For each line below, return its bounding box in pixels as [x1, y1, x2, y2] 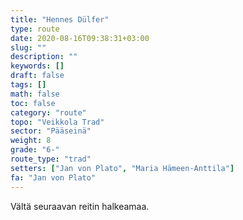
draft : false [10, 71, 65, 81]
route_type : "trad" [10, 154, 92, 164]
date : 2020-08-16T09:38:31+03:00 [10, 33, 150, 43]
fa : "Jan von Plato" [10, 172, 97, 183]
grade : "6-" [10, 145, 60, 155]
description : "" [10, 52, 78, 62]
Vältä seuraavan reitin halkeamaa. [10, 200, 150, 212]
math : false [10, 89, 60, 99]
